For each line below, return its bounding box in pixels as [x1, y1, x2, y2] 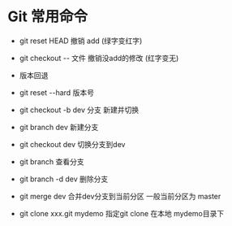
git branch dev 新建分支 [19, 122, 99, 132]
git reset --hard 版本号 [19, 87, 95, 98]
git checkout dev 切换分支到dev [19, 139, 126, 149]
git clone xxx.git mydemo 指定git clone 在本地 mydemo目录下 [19, 208, 225, 218]
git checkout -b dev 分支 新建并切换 [19, 105, 140, 115]
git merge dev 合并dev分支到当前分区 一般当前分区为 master [19, 191, 221, 201]
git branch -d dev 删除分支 [19, 174, 109, 184]
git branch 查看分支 [19, 156, 84, 167]
